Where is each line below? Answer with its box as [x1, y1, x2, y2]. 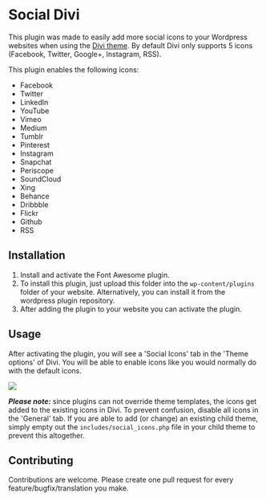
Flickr [19, 208, 38, 218]
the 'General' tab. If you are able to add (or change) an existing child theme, [8, 413, 259, 423]
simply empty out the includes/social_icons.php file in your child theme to [8, 422, 256, 431]
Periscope [19, 165, 54, 175]
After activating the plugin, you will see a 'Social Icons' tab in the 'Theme [8, 348, 248, 358]
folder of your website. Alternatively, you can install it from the [19, 287, 226, 296]
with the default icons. [8, 365, 83, 375]
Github [19, 217, 42, 226]
